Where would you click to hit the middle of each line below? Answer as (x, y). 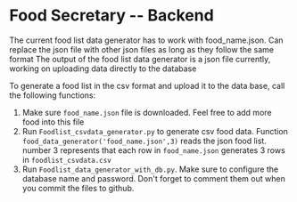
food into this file (53, 122)
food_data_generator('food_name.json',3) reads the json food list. (144, 141)
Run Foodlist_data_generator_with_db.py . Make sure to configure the (150, 169)
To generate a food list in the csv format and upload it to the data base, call (147, 85)
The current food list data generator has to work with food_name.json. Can (146, 40)
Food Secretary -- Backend (111, 16)
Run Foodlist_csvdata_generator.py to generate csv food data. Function (155, 131)
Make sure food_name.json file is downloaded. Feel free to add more (147, 112)
